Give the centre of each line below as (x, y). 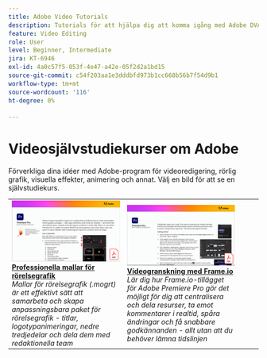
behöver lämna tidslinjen (167, 338)
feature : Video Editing (48, 33)
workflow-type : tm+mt (44, 83)
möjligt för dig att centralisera (175, 296)
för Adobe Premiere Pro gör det (178, 288)
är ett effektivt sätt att (47, 292)
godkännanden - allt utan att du (180, 330)
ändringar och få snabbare (171, 321)
